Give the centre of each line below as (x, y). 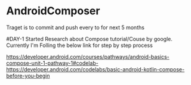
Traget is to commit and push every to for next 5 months (76, 27)
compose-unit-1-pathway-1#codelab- (52, 63)
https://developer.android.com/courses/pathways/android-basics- (88, 56)
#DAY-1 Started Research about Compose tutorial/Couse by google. (90, 39)
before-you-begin (28, 75)
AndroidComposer (53, 11)
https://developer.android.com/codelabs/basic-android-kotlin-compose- (95, 69)
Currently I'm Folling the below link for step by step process (80, 45)
